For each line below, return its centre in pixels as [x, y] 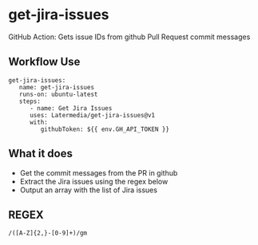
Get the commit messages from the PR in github [99, 172]
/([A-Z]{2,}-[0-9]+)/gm [48, 233]
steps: [30, 101]
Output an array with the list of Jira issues [89, 190]
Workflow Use [44, 62]
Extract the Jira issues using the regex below [94, 181]
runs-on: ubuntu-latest [58, 94]
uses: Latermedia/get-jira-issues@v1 [92, 115]
